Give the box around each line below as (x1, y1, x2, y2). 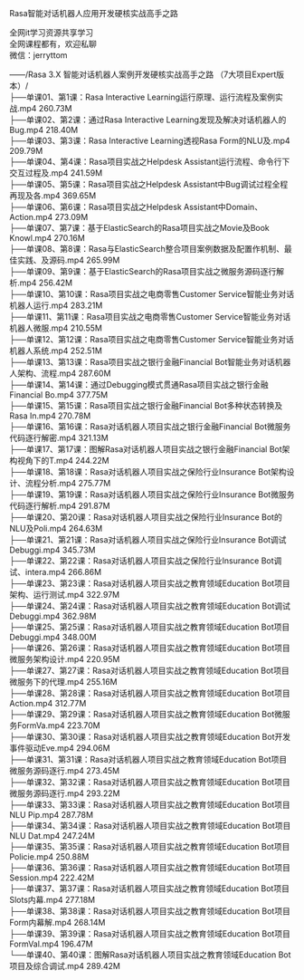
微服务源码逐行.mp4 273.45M (9, 765, 120, 776)
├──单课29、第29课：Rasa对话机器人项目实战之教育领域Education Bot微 (9, 709, 283, 719)
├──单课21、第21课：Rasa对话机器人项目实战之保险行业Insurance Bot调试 (9, 534, 287, 545)
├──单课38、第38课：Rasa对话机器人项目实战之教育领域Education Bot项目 (9, 906, 291, 917)
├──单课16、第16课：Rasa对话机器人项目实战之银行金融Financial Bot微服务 (9, 421, 291, 432)
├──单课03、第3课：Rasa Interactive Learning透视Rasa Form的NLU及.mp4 (9, 135, 291, 146)
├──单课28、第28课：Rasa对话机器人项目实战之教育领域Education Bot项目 (9, 687, 291, 698)
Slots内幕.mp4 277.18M (9, 895, 96, 905)
